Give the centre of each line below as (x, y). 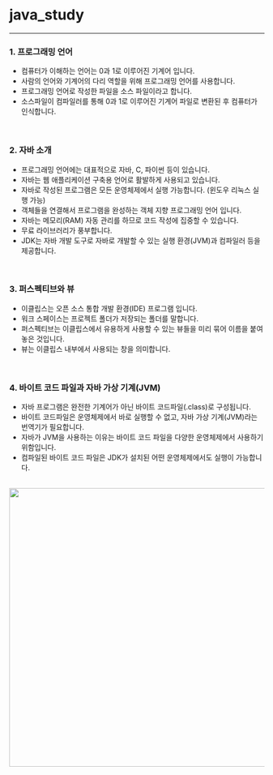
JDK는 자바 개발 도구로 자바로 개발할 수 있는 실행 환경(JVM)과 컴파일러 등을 (141, 240)
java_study (47, 15)
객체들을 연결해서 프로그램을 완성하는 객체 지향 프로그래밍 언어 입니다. (131, 210)
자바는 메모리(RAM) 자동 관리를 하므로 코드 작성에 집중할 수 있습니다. (130, 220)
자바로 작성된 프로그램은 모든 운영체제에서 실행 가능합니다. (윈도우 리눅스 (136, 190)
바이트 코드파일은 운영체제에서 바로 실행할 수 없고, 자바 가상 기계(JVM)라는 (139, 417)
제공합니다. (38, 250)
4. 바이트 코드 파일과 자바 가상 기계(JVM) (85, 387)
